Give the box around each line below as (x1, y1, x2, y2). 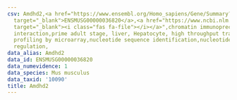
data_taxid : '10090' (7, 75, 68, 83)
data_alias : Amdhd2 (7, 50, 65, 57)
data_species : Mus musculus (7, 69, 90, 76)
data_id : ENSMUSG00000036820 (7, 56, 93, 63)
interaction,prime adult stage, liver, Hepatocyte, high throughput (13, 30, 219, 37)
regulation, (13, 43, 49, 50)
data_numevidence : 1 (7, 63, 68, 70)
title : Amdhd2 (7, 82, 49, 89)
